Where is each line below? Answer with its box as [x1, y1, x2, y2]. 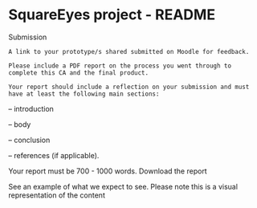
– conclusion [8, 135, 51, 145]
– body [8, 119, 31, 129]
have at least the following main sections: [8, 90, 160, 98]
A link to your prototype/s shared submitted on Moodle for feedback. [8, 47, 250, 55]
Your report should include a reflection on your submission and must [8, 83, 250, 91]
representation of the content [8, 190, 106, 200]
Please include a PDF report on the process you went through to [8, 62, 231, 70]
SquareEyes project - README [8, 6, 215, 24]
